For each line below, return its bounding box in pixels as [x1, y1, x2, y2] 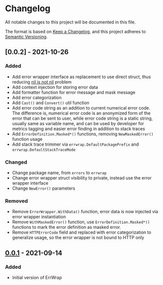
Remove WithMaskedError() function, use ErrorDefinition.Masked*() [12, 219, 150, 225]
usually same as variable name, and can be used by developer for [12, 120, 145, 126]
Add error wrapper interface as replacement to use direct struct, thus [12, 74, 151, 80]
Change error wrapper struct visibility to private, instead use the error [12, 175, 152, 181]
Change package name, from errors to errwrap [12, 170, 107, 175]
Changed [5, 158, 28, 165]
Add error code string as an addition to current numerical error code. [12, 105, 150, 110]
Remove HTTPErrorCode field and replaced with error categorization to [12, 229, 152, 235]
